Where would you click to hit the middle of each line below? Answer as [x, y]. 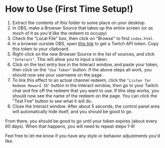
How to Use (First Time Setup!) [69, 9]
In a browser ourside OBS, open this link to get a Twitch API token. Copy [85, 43]
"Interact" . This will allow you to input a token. [60, 59]
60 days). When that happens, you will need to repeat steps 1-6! [70, 126]
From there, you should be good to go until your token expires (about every [81, 121]
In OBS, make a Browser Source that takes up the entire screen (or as [82, 28]
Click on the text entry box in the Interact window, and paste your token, [85, 64]
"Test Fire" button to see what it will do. [52, 101]
